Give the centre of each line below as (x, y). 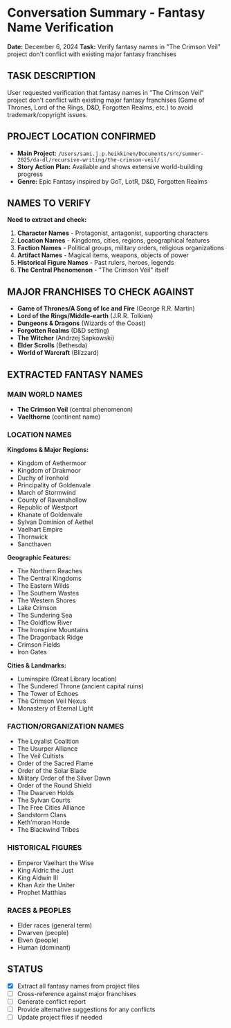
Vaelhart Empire (40, 530)
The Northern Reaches (50, 571)
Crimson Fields (39, 645)
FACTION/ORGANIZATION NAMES (66, 726)
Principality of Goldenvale (54, 485)
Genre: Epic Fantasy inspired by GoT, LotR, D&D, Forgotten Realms (112, 181)
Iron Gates (32, 652)
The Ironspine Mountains (53, 630)
